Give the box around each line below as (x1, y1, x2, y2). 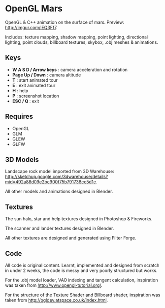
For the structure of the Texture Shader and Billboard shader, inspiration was (5, 292, 161, 298)
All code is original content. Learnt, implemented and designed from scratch (5, 262, 160, 268)
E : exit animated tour (12, 82, 56, 88)
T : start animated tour (12, 77, 58, 83)
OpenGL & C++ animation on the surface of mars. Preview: (5, 19, 125, 25)
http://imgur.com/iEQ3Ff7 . (5, 24, 58, 30)
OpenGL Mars (5, 3, 63, 14)
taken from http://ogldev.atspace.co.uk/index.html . (5, 297, 108, 303)
